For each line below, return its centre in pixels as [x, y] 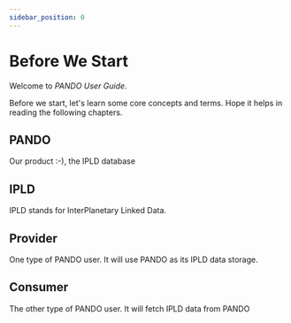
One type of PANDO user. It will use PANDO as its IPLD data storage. [134, 259]
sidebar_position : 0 [47, 17]
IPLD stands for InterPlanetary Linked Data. [88, 211]
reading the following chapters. [66, 112]
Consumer [39, 287]
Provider [33, 238]
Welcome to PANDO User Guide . [68, 86]
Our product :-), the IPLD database [72, 161]
